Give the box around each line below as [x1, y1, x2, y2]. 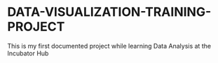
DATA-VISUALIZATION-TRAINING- [7, 4, 212, 20]
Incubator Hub [7, 49, 49, 57]
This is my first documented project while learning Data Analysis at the [7, 42, 212, 50]
